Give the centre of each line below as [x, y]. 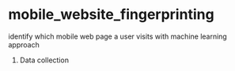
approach [24, 44]
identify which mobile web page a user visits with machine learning [117, 36]
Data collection [44, 60]
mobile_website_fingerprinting [112, 15]
